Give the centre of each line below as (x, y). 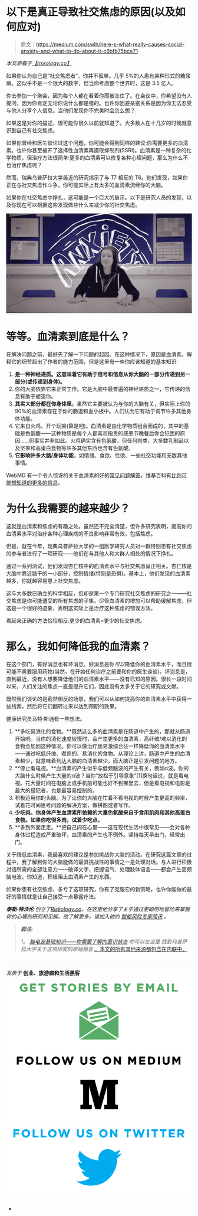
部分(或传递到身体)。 (40, 382)
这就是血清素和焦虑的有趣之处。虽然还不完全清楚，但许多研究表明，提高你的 (99, 527)
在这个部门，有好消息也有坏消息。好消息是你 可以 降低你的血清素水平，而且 (96, 664)
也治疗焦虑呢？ (24, 165)
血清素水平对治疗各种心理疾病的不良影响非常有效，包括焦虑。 (81, 534)
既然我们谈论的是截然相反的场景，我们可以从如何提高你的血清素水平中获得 (96, 699)
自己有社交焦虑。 (37, 130)
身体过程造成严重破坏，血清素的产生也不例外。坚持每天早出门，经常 (97, 834)
